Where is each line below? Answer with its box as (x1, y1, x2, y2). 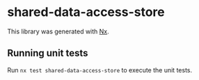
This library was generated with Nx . (7, 27, 109, 35)
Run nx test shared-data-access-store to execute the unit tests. (7, 65, 193, 74)
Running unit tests (7, 47, 88, 59)
